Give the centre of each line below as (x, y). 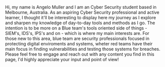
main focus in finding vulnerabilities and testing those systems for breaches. (83, 49)
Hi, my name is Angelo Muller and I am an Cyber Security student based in (81, 7)
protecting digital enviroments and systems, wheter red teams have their (79, 44)
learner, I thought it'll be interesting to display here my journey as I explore (81, 17)
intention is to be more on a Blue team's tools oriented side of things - (76, 28)
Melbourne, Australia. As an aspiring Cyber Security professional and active (82, 12)
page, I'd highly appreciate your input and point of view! (62, 59)
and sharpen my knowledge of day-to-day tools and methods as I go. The (80, 23)
